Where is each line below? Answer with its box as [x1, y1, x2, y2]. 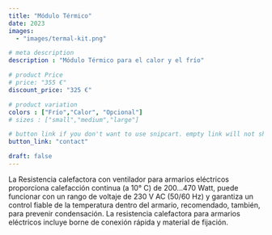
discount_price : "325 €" [8, 86, 92, 94]
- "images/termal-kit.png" [15, 34, 107, 43]
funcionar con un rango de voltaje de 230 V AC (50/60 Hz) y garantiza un [8, 191, 253, 201]
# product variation [8, 100, 79, 109]
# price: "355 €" [8, 78, 67, 86]
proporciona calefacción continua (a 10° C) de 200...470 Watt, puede [8, 183, 239, 192]
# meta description [8, 49, 74, 57]
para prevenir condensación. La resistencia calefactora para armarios [8, 208, 240, 218]
